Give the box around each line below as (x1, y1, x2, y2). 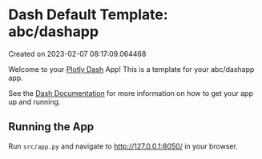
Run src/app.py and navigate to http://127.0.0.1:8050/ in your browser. (8, 141, 238, 151)
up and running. (8, 97, 61, 106)
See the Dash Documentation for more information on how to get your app (8, 88, 254, 97)
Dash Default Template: (8, 6, 168, 24)
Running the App (8, 120, 95, 133)
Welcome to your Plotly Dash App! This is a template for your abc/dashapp (8, 64, 255, 74)
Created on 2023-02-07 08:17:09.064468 (8, 49, 147, 58)
